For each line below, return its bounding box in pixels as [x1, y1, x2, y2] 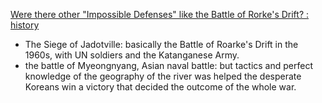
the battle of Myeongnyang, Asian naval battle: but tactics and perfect [24, 60, 313, 71]
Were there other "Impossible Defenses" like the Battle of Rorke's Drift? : [10, 9, 310, 20]
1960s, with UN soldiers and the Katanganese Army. [24, 49, 240, 61]
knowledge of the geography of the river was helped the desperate [24, 70, 302, 82]
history [10, 19, 40, 31]
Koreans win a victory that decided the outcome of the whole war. [24, 81, 297, 93]
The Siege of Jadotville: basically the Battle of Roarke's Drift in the [24, 39, 299, 50]
